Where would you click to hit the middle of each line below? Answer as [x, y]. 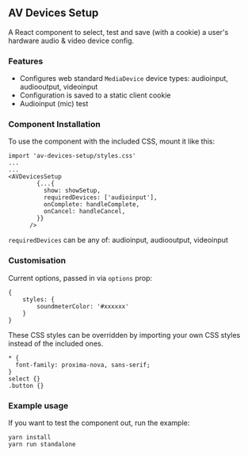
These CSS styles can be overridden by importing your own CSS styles [124, 335]
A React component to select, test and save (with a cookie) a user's [118, 32]
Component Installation [54, 125]
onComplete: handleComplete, [92, 205]
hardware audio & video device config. [71, 40]
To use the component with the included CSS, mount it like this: [112, 141]
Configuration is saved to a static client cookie [95, 95]
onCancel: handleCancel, [84, 212]
